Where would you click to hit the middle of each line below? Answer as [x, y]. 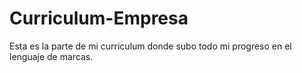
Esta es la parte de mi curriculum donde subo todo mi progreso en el [150, 46]
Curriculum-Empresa [99, 18]
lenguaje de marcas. [51, 56]
